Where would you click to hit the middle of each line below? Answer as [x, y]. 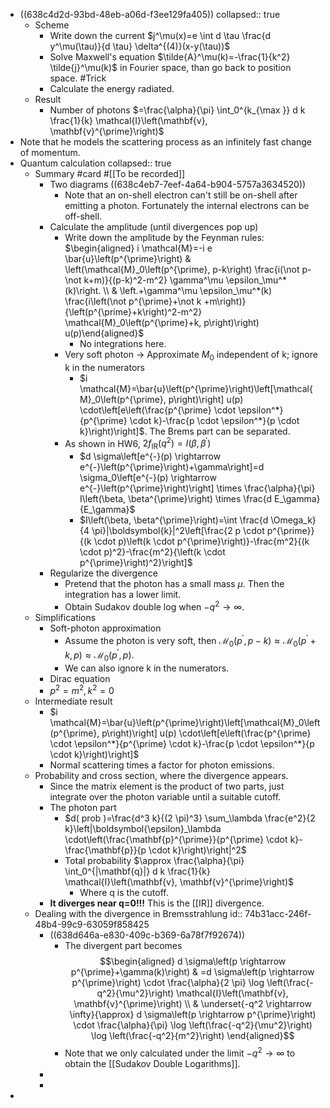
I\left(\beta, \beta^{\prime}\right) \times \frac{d [176, 499]
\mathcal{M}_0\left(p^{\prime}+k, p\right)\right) [162, 322]
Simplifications [65, 617]
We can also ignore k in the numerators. [147, 668]
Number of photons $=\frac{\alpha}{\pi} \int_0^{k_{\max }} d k [177, 110]
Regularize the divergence [103, 573]
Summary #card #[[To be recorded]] [110, 173]
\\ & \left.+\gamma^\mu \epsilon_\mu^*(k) [188, 290]
